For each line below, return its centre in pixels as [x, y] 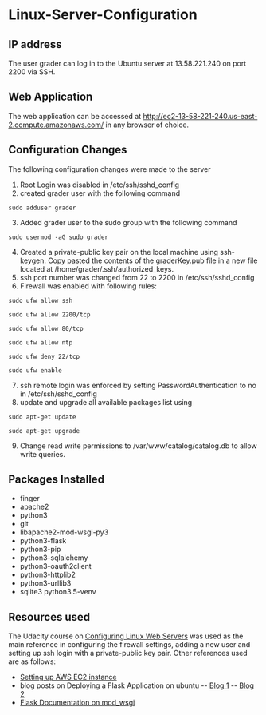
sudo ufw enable [35, 370]
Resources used [49, 617]
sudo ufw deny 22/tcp [44, 356]
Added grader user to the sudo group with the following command [128, 222]
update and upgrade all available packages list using [106, 402]
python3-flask [43, 541]
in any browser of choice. [147, 125]
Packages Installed [57, 480]
